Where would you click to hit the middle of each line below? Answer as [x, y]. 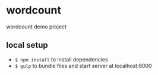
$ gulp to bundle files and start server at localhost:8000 [83, 66]
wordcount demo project [37, 27]
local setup [27, 45]
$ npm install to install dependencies [61, 59]
